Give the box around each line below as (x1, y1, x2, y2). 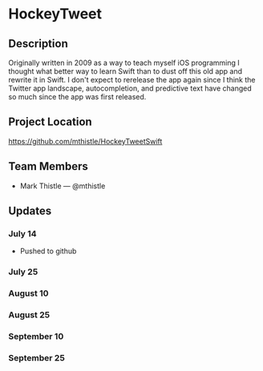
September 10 (8, 331, 64, 341)
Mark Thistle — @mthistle (19, 181, 106, 191)
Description (8, 37, 68, 50)
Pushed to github (19, 246, 77, 256)
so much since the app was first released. (8, 92, 147, 101)
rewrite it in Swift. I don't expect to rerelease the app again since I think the (8, 75, 256, 84)
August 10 (8, 288, 50, 299)
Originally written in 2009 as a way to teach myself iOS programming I (8, 58, 241, 67)
